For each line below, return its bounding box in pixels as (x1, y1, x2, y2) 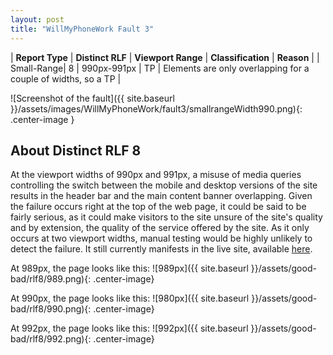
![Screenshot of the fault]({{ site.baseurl (10, 92, 175, 104)
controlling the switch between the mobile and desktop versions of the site (10, 179, 318, 191)
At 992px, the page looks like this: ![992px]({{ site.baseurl (10, 322, 249, 335)
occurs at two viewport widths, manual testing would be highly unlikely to (10, 232, 313, 245)
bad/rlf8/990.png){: (10, 303, 92, 315)
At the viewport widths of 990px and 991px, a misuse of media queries (10, 169, 302, 181)
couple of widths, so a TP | (10, 72, 122, 85)
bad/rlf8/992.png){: (10, 333, 92, 345)
